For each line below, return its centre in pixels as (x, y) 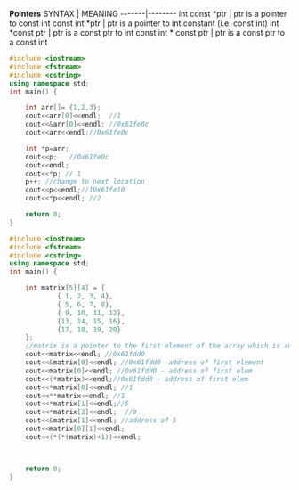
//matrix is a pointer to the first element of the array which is (153, 346)
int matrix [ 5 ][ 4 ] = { (65, 288)
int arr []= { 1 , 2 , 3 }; (63, 108)
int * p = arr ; (47, 148)
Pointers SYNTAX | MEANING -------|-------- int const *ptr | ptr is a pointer (148, 14)
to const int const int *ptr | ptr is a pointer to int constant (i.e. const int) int (144, 23)
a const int (28, 42)
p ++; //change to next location (85, 182)
